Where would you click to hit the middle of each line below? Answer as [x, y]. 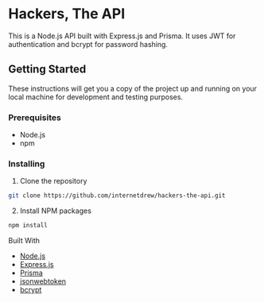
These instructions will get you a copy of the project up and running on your [132, 88]
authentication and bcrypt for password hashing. [88, 44]
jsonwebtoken [43, 281]
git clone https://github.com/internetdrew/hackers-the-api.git [117, 196]
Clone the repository [53, 181]
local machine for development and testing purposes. [96, 97]
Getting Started [47, 70]
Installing [27, 164]
